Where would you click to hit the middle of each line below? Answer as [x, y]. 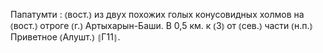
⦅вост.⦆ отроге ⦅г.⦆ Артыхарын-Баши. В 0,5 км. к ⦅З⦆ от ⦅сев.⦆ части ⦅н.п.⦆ [161, 25]
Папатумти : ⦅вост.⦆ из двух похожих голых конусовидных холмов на [157, 14]
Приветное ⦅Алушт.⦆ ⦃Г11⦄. [65, 37]
